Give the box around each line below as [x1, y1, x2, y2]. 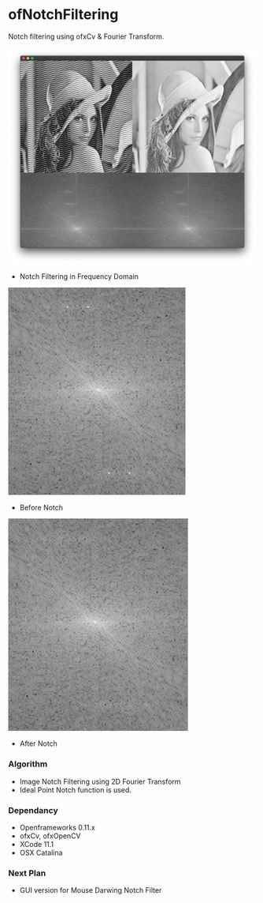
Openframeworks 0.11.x [19, 823, 96, 833]
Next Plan [8, 867, 46, 879]
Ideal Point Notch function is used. [19, 784, 132, 795]
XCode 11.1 [19, 840, 54, 849]
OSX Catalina [19, 848, 63, 858]
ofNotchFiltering [8, 6, 119, 24]
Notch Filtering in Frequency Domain [19, 272, 139, 281]
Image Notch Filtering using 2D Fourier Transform [19, 777, 181, 786]
